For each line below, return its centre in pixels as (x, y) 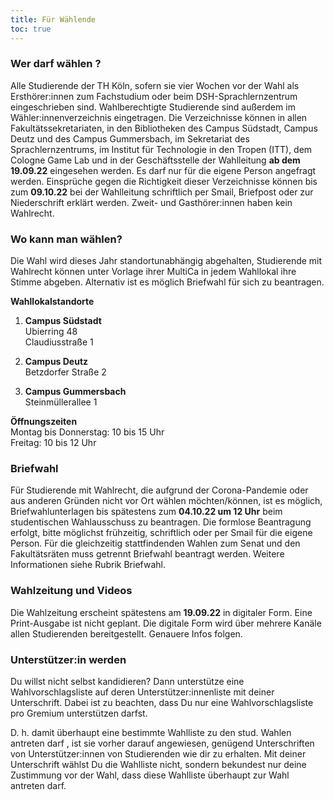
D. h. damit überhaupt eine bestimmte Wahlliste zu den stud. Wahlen (151, 732)
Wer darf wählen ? (56, 64)
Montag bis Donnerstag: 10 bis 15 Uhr (87, 432)
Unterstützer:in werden (68, 659)
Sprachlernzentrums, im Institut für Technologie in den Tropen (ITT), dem (161, 149)
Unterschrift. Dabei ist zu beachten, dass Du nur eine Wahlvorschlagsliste (162, 702)
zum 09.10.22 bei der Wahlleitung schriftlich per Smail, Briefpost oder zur (162, 192)
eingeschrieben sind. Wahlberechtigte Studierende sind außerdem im (153, 107)
